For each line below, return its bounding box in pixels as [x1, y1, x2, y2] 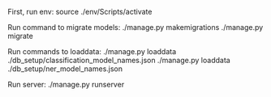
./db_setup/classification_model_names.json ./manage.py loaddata [7, 56, 230, 65]
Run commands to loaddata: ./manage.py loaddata [7, 47, 177, 56]
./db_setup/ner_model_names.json [7, 64, 123, 74]
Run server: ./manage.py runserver [7, 80, 125, 89]
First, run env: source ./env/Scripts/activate [7, 7, 153, 16]
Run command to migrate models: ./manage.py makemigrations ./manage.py [7, 23, 264, 32]
